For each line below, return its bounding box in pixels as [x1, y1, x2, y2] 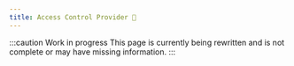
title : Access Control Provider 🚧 [9, 12, 137, 22]
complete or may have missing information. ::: [9, 46, 176, 57]
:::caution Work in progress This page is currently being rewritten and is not [9, 37, 285, 48]
